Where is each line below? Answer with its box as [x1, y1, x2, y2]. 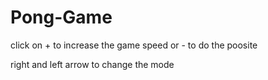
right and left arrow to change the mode [10, 58, 175, 70]
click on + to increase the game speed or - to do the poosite [10, 39, 258, 51]
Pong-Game [10, 6, 113, 29]
